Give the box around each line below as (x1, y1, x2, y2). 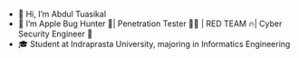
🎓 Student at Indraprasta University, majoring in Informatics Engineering (17, 39, 291, 49)
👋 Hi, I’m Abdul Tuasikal (17, 9, 107, 19)
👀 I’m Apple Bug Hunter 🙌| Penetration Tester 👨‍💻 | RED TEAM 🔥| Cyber (17, 18, 283, 29)
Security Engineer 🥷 (17, 28, 93, 39)
